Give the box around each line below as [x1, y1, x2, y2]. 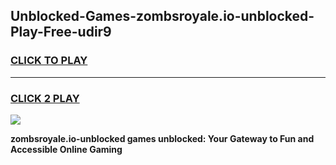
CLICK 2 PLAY [10, 91, 80, 105]
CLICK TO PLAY [10, 54, 88, 68]
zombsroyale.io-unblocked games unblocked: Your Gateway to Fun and [10, 132, 315, 144]
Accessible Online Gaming [10, 143, 123, 155]
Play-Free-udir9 [10, 24, 112, 41]
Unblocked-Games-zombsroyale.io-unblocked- [10, 8, 315, 25]
